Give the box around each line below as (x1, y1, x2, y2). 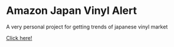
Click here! (6, 34, 32, 41)
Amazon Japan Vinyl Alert (6, 4, 137, 17)
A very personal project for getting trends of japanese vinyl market (6, 23, 168, 30)
